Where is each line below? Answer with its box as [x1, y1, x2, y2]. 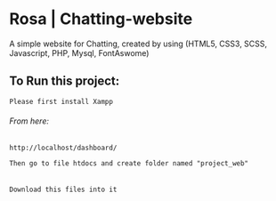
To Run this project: [9, 74, 120, 89]
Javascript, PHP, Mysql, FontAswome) [9, 47, 150, 58]
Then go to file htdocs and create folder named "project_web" [9, 158, 249, 168]
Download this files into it [9, 185, 118, 194]
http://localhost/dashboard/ [9, 143, 118, 152]
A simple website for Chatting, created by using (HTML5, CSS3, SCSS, [9, 38, 268, 49]
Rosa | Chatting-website [9, 9, 193, 29]
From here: [9, 116, 49, 126]
